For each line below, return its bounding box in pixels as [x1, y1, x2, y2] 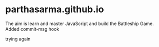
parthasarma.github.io [5, 4, 104, 15]
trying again [5, 36, 31, 42]
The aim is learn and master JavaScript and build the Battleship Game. [5, 20, 154, 27]
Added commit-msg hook [5, 26, 59, 32]
